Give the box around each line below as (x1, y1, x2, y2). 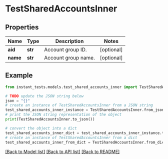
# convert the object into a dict (5, 125, 77, 130)
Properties (5, 23, 39, 31)
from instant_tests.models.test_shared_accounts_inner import (5, 84, 137, 89)
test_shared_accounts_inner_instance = (5, 107, 88, 112)
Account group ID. (44, 46, 87, 53)
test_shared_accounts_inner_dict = (5, 130, 79, 135)
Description (55, 38, 84, 44)
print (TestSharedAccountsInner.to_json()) (5, 117, 95, 122)
